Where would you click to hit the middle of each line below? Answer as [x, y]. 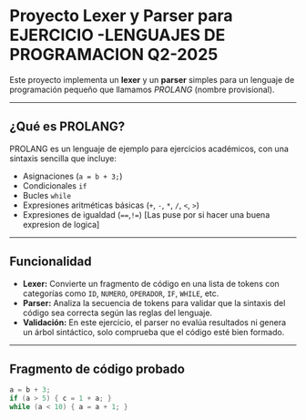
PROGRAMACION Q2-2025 [114, 55]
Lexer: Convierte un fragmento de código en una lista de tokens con [151, 283]
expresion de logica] [61, 224]
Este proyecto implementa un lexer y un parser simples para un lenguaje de [152, 79]
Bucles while [46, 195]
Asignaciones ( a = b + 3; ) [72, 176]
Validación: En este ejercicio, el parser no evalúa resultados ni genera [154, 322]
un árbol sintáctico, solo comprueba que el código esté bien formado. [153, 332]
